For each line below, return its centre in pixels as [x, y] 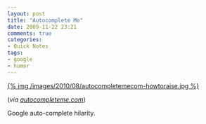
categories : [25, 40]
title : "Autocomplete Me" [45, 20]
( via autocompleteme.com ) [46, 99]
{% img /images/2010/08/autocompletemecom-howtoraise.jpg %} [103, 85]
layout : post [26, 14]
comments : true [30, 33]
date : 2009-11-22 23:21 [42, 27]
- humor [19, 66]
